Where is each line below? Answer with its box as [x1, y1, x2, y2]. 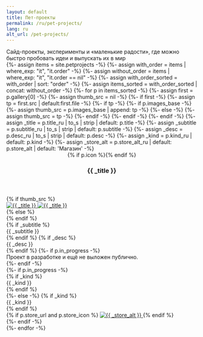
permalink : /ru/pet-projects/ [6, 20, 83, 26]
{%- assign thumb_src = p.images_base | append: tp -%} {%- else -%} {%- [6, 106, 195, 114]
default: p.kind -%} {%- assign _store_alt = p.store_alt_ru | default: [6, 138, 172, 146]
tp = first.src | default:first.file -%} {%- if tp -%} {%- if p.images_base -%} [6, 100, 192, 107]
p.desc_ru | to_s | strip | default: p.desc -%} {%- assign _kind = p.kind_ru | [6, 132, 192, 140]
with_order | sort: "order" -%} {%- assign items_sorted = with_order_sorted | [6, 80, 198, 88]
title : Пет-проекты [6, 15, 56, 21]
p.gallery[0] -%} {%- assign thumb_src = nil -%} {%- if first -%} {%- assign [6, 94, 195, 101]
